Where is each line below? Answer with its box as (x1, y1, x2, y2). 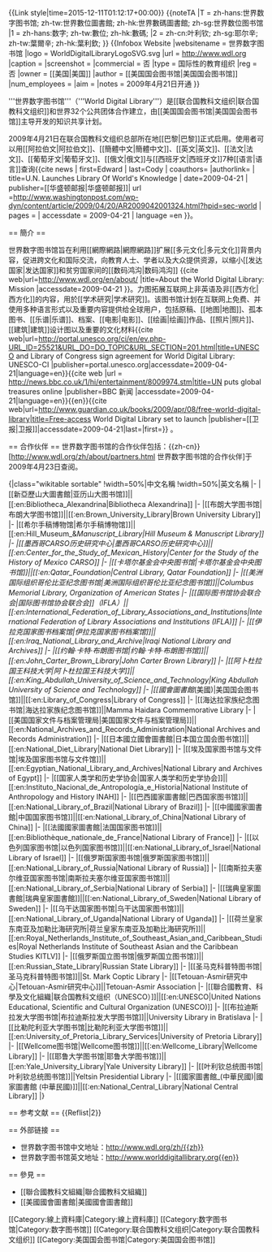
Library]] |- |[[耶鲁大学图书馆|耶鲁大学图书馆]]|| (8, 1051, 166, 1061)
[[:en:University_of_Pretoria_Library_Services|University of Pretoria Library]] (8, 1032, 262, 1041)
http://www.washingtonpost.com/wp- (13, 193, 140, 201)
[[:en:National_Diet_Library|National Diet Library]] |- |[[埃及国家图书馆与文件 (8, 744, 262, 754)
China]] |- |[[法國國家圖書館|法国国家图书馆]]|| (8, 822, 162, 832)
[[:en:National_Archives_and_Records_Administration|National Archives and (8, 725, 261, 734)
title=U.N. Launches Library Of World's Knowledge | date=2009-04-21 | (8, 174, 248, 183)
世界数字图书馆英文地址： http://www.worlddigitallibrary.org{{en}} (19, 1153, 240, 1162)
